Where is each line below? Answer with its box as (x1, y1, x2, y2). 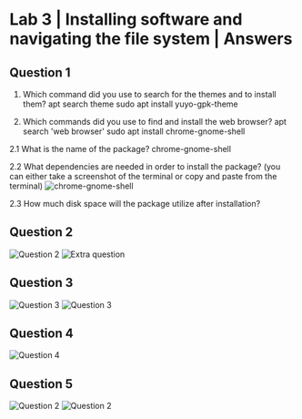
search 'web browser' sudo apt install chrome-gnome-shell (22, 126, 246, 137)
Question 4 (9, 326, 75, 342)
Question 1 (9, 65, 71, 80)
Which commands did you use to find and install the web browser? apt (22, 117, 287, 127)
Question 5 (9, 376, 74, 392)
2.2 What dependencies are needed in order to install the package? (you (9, 161, 281, 172)
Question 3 (9, 275, 74, 291)
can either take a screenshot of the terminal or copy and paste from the (9, 171, 277, 181)
